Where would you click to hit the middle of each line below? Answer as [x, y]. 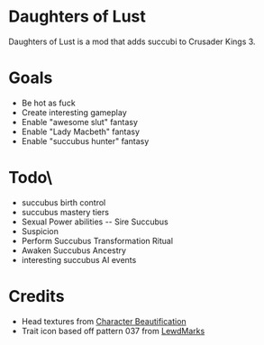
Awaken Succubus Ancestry [74, 250]
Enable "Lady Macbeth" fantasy [81, 132]
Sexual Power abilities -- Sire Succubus [95, 222]
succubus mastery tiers [65, 212]
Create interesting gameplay [74, 112]
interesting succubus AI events [79, 259]
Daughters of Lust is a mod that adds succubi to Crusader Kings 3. [132, 41]
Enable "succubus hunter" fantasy [85, 141]
